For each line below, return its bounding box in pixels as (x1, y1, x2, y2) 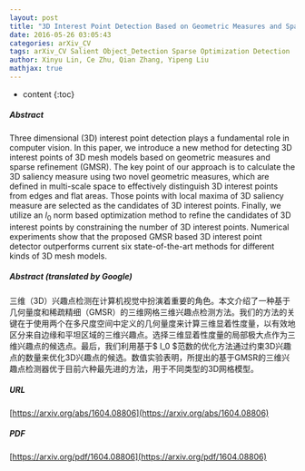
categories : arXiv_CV (9, 38, 92, 48)
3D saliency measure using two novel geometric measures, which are (9, 171, 270, 182)
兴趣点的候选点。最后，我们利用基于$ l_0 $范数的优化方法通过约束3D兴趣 (16, 340, 292, 351)
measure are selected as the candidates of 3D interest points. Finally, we (9, 200, 281, 211)
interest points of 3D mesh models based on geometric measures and (9, 152, 271, 162)
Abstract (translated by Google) (9, 271, 133, 282)
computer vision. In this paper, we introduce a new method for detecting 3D (9, 142, 292, 152)
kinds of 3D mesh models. (9, 250, 107, 261)
